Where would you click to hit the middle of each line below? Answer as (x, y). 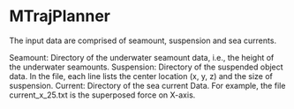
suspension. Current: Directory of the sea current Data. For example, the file (147, 85)
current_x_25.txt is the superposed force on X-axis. (102, 95)
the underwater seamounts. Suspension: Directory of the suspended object (147, 67)
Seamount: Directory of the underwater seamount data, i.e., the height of (142, 57)
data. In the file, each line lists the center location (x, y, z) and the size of (141, 76)
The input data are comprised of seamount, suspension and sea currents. (143, 40)
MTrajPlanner (60, 16)
